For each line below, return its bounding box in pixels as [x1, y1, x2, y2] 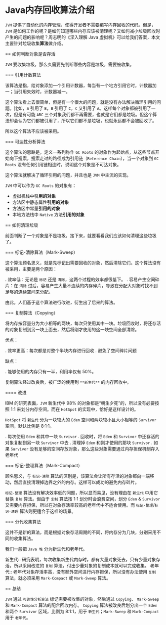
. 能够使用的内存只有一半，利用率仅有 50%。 [5, 368, 96, 374]
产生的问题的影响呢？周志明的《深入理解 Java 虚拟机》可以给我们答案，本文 [5, 34, 161, 40]
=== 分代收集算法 [5, 519, 41, 525]
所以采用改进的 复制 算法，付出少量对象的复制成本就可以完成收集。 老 [13, 562, 155, 569]
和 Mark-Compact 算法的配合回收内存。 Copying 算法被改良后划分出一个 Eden [5, 602, 158, 608]
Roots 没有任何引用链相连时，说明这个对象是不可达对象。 [5, 161, 122, 167]
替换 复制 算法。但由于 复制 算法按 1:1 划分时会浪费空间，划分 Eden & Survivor [5, 495, 161, 502]
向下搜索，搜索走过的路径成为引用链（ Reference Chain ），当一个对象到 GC [9, 155, 159, 161]
